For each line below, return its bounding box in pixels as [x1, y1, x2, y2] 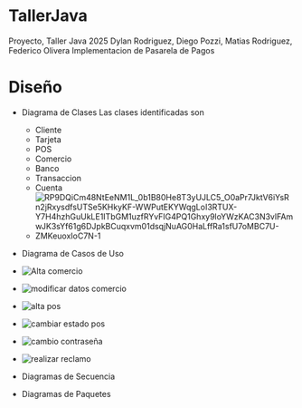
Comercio [34, 153, 72, 164]
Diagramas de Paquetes [21, 388, 111, 399]
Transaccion [34, 172, 82, 183]
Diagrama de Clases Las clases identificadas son [21, 106, 204, 118]
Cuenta [34, 182, 63, 193]
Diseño [8, 77, 62, 98]
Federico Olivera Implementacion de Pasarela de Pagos [8, 44, 215, 55]
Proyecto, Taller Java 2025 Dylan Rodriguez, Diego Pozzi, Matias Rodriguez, [8, 35, 293, 46]
